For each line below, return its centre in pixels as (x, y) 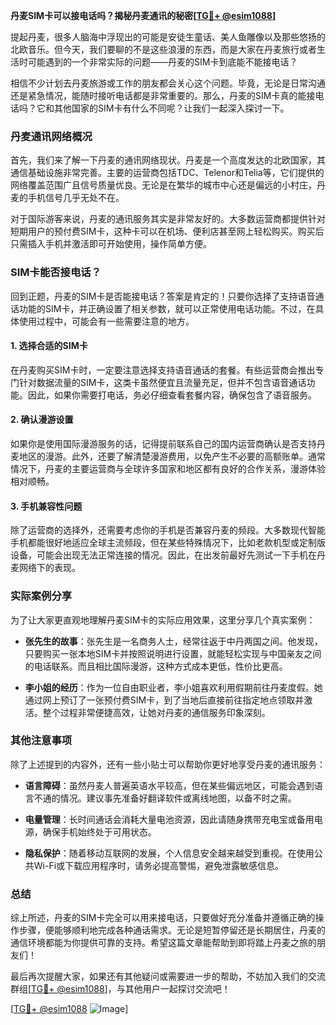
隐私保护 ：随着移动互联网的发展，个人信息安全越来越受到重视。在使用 (169, 853)
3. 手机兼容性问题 (46, 506)
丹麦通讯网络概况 (51, 136)
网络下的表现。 (49, 568)
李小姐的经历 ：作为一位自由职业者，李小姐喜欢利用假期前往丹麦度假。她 (173, 687)
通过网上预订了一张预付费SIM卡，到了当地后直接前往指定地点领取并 (164, 700)
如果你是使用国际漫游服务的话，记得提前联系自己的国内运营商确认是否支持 (163, 443)
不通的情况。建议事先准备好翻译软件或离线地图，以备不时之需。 (165, 798)
